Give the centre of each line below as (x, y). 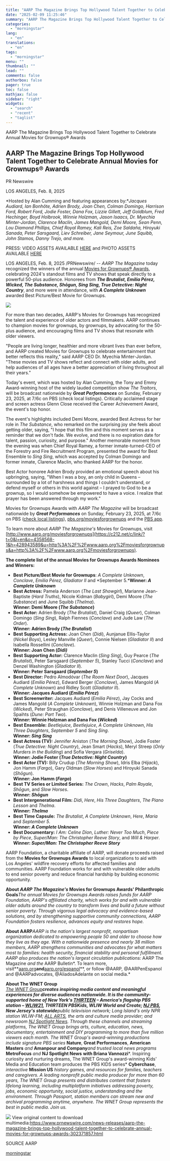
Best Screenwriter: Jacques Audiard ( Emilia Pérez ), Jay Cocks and (83, 698)
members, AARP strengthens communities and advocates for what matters (84, 947)
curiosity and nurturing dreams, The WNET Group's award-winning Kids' (81, 1059)
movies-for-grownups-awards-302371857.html (54, 1133)
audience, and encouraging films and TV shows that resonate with (84, 330)
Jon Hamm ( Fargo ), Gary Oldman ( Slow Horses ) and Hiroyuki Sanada (85, 768)
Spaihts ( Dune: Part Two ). (40, 714)
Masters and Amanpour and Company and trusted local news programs (81, 1048)
